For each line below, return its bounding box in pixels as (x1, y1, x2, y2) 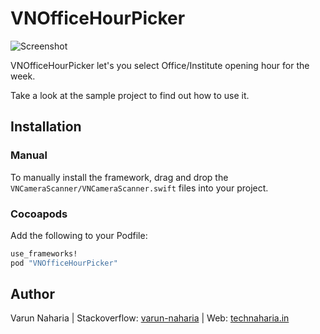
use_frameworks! (10, 248, 78, 259)
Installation (10, 118, 82, 136)
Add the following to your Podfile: (10, 229, 148, 241)
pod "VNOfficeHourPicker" (10, 258, 118, 268)
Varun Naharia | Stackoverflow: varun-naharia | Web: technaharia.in (10, 312, 290, 324)
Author (10, 286, 55, 303)
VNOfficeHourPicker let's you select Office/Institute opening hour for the (10, 59, 310, 71)
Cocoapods (10, 207, 68, 221)
